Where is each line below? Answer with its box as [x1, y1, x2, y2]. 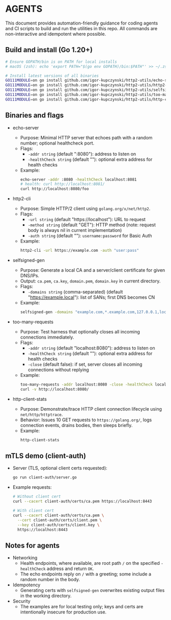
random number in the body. [20, 577, 80, 583]
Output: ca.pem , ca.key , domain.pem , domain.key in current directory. [20, 278, 161, 284]
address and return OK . [46, 565, 94, 572]
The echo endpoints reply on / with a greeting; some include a [20, 571, 152, 577]
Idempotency [12, 582, 41, 588]
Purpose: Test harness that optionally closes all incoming [20, 328, 140, 335]
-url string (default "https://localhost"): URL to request [27, 217, 146, 223]
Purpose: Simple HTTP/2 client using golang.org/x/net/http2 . [20, 205, 151, 212]
